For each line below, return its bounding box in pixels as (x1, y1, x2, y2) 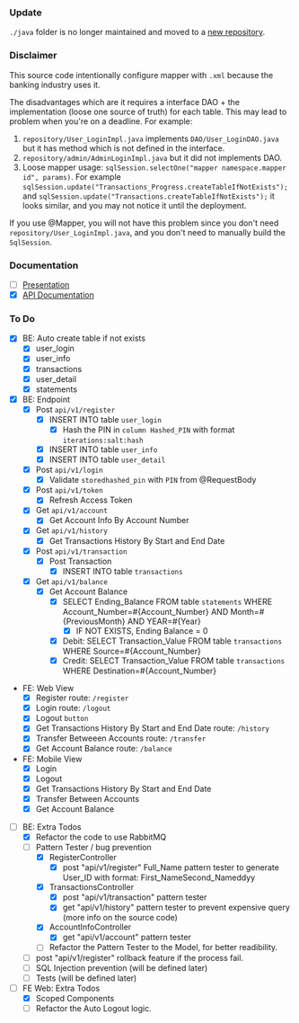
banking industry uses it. (9, 79, 101, 90)
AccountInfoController (48, 921, 132, 932)
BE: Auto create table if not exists (22, 333, 146, 343)
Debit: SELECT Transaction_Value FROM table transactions (62, 636, 283, 646)
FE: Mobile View (22, 753, 83, 764)
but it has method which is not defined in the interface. (22, 142, 225, 154)
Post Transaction (48, 556, 112, 566)
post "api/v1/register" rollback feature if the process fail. (35, 952, 244, 963)
